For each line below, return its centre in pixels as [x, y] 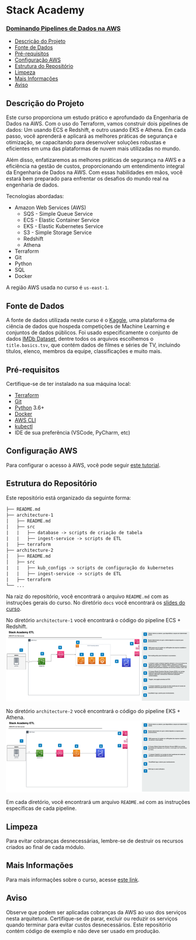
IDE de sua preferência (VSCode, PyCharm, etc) [72, 432]
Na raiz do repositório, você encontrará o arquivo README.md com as [87, 596]
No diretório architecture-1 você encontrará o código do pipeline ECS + [94, 620]
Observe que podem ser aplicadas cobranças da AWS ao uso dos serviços [96, 912]
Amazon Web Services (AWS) [50, 208]
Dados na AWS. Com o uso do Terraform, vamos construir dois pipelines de [97, 124]
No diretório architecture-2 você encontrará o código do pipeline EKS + [93, 711]
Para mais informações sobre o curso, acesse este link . [73, 880]
